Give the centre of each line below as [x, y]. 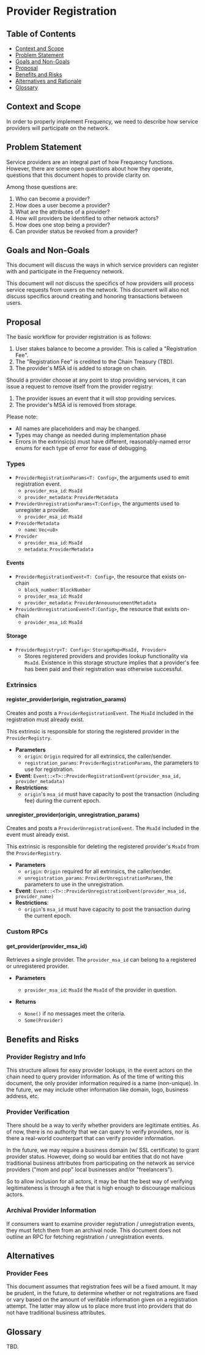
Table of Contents [41, 34]
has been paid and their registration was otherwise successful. [104, 669]
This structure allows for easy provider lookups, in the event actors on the [99, 1070]
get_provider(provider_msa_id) [47, 946]
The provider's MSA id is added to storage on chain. [81, 368]
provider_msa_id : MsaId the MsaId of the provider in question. [101, 990]
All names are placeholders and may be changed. [78, 429]
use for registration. [49, 770]
